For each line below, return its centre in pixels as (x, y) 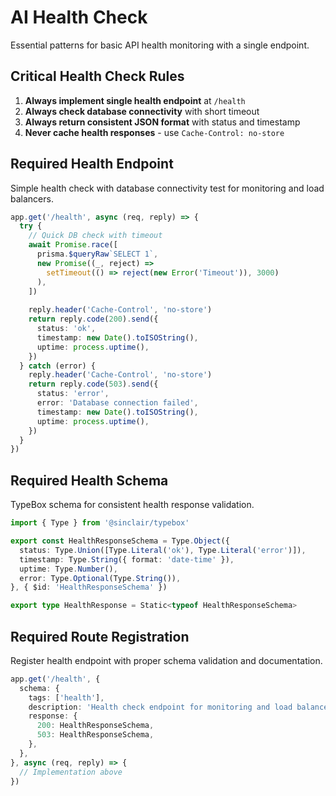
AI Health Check (79, 17)
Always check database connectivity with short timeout (142, 111)
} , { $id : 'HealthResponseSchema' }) (89, 587)
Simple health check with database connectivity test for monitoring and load (167, 188)
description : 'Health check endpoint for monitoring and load (160, 707)
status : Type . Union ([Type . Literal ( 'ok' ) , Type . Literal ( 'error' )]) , (163, 550)
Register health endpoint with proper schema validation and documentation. (166, 660)
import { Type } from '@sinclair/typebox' (100, 523)
